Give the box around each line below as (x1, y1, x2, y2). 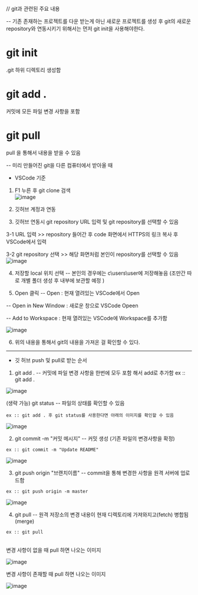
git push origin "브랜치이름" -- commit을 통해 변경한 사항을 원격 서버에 (14, 469, 180, 476)
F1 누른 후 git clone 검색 (14, 187, 71, 194)
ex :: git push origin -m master (6, 488, 88, 495)
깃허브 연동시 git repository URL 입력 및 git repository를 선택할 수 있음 (14, 218, 179, 225)
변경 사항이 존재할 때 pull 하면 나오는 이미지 (6, 570, 106, 577)
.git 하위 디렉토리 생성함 (6, 66, 61, 73)
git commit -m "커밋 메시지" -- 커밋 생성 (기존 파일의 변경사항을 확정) (14, 435, 175, 442)
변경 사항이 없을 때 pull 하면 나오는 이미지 (6, 546, 101, 554)
